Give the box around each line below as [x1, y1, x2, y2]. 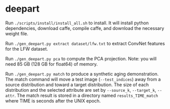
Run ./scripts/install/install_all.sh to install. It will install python [5, 20, 149, 26]
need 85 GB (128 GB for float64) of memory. [5, 61, 98, 67]
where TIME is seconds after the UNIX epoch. [5, 97, 101, 104]
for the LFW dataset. [5, 46, 48, 52]
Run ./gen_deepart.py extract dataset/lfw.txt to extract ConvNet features [5, 40, 165, 46]
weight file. [5, 30, 29, 37]
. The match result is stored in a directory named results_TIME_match [14, 92, 158, 98]
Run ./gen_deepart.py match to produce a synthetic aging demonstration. [5, 70, 159, 77]
